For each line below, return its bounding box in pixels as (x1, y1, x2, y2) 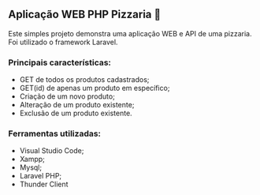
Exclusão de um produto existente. (19, 108, 132, 118)
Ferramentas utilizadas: (8, 128, 101, 139)
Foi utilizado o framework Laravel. (8, 37, 118, 47)
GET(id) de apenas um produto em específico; (19, 84, 170, 93)
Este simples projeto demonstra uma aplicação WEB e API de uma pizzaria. (8, 28, 252, 38)
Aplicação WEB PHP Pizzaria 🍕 (8, 8, 162, 21)
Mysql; (19, 163, 42, 172)
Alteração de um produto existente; (19, 100, 135, 110)
